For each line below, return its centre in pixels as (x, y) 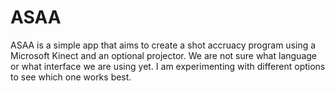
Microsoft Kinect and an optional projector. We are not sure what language (163, 55)
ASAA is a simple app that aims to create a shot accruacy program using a (163, 45)
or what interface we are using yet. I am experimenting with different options (168, 66)
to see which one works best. (71, 77)
